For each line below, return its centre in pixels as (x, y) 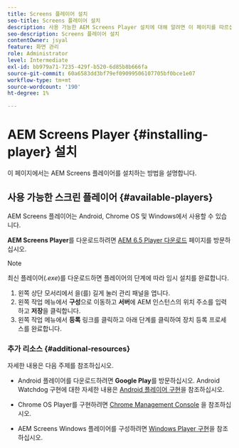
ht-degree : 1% (28, 93)
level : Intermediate (38, 60)
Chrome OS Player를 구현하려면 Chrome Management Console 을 (112, 405)
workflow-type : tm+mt (39, 80)
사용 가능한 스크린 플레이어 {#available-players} (110, 197)
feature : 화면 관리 (33, 47)
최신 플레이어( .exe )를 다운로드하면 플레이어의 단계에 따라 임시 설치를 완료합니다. (118, 277)
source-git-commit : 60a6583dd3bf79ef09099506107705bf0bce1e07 (101, 73)
